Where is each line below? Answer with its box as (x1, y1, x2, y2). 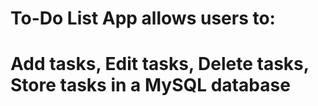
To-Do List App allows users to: (10, 7, 276, 30)
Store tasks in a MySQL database (10, 74, 291, 97)
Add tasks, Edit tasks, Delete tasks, (10, 53, 310, 76)
